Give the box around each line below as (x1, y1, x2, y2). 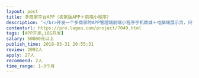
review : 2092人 (6, 47, 43, 53)
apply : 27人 (6, 52, 35, 58)
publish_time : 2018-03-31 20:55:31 (6, 42, 94, 48)
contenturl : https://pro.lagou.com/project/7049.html (6, 25, 142, 31)
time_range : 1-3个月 (6, 63, 55, 69)
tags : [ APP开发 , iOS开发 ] (6, 30, 64, 36)
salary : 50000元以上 (6, 36, 54, 42)
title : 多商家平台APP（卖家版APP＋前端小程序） (6, 14, 111, 20)
